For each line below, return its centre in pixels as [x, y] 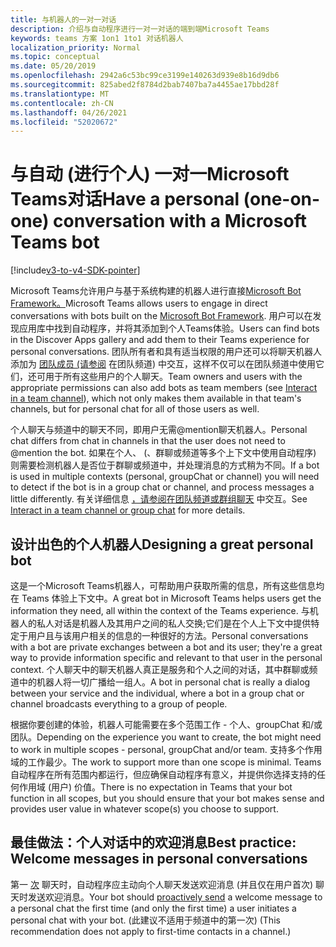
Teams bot [55, 242]
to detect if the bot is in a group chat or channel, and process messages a [162, 487]
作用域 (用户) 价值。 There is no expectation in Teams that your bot [155, 787]
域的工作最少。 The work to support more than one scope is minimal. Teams [166, 762]
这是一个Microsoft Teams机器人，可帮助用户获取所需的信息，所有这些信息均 [167, 585]
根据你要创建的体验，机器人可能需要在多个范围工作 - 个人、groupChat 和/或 [166, 724]
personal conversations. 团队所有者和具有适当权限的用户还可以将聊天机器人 [166, 352]
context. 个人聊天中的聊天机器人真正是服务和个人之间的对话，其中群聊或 [160, 669]
